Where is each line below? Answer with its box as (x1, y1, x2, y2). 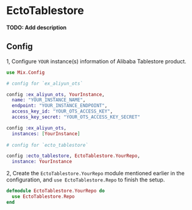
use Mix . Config (6, 69, 45, 75)
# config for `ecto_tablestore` (6, 142, 88, 148)
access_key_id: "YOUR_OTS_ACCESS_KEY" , (12, 108, 113, 114)
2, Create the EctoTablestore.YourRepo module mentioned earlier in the (6, 170, 185, 177)
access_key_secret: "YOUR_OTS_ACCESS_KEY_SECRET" (12, 114, 140, 120)
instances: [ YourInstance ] (12, 130, 80, 137)
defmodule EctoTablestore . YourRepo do (6, 188, 105, 194)
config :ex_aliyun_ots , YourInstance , (6, 91, 105, 97)
